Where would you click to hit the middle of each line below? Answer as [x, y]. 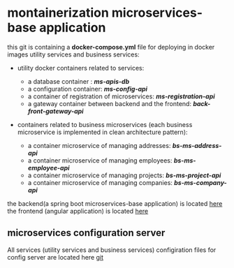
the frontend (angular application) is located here [78, 211]
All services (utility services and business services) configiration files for [112, 250]
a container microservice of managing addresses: [99, 145]
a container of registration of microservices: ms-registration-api [121, 96]
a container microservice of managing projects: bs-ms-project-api [124, 175]
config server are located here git [55, 257]
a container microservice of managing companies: [100, 182]
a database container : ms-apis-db [79, 81]
